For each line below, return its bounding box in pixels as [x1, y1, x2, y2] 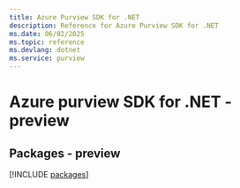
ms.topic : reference [9, 37, 86, 47]
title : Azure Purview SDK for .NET [9, 12, 140, 22]
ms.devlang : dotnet [9, 46, 81, 55]
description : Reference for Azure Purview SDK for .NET [9, 21, 219, 30]
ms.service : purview [9, 54, 86, 63]
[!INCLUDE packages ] [9, 169, 89, 179]
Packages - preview [9, 146, 121, 161]
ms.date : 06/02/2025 [9, 29, 86, 38]
